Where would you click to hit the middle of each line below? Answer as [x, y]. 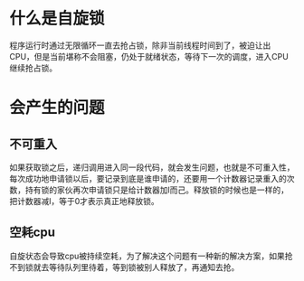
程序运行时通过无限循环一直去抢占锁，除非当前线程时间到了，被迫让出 [140, 45]
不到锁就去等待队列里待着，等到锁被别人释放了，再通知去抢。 [124, 267]
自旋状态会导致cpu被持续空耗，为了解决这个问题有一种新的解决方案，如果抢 [151, 256]
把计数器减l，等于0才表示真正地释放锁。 [85, 201]
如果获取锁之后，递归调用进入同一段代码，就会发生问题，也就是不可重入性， [152, 167]
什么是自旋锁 [57, 19]
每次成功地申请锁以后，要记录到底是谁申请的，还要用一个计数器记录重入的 [148, 178]
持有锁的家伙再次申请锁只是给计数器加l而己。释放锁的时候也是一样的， [157, 190]
